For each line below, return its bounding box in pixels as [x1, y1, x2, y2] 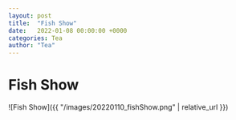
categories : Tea [8, 34, 63, 42]
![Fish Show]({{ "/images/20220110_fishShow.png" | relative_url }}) [8, 102, 229, 112]
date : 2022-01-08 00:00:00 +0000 [8, 26, 128, 34]
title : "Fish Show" [8, 19, 78, 27]
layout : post [8, 11, 52, 20]
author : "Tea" [8, 42, 56, 50]
